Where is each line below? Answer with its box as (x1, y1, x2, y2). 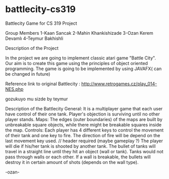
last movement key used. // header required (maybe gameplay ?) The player (5, 138, 163, 144)
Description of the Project (5, 45, 59, 51)
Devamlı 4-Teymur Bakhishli (5, 35, 64, 41)
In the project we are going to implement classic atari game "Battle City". (5, 54, 156, 61)
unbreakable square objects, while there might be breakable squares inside (5, 122, 162, 128)
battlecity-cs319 (5, 4, 76, 15)
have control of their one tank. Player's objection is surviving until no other (5, 111, 160, 117)
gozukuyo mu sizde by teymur (5, 96, 68, 102)
